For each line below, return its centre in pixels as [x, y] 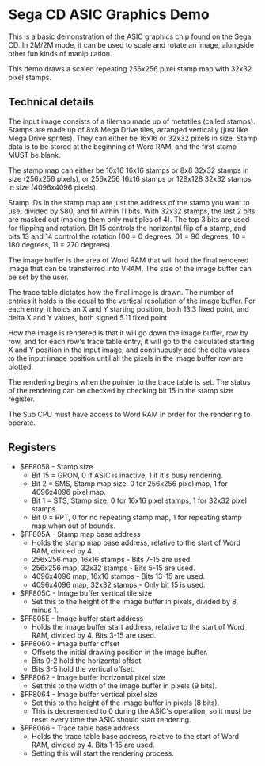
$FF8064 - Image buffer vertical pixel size [88, 694]
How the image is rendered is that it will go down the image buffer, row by [129, 333]
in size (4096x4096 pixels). [53, 187]
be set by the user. [39, 277]
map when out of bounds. [74, 526]
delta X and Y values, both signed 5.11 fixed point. [89, 317]
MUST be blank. [34, 155]
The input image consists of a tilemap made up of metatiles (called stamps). [132, 121]
